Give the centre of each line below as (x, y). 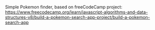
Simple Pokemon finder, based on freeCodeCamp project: (64, 7)
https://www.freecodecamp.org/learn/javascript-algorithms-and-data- (77, 12)
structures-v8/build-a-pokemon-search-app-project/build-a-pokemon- (77, 17)
